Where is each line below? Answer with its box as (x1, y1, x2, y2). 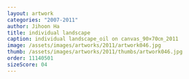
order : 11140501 (7, 55, 54, 62)
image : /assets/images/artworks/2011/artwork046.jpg (7, 42, 162, 49)
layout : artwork (7, 10, 54, 17)
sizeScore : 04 (7, 61, 48, 68)
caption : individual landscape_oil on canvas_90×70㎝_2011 (7, 36, 179, 43)
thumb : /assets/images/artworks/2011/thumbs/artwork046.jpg (7, 49, 184, 56)
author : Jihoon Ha (7, 23, 60, 30)
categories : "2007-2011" (7, 16, 78, 23)
